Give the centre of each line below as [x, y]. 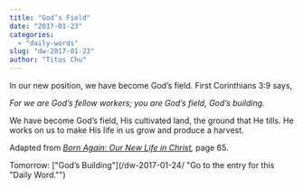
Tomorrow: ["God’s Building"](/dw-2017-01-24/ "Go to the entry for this [142, 165]
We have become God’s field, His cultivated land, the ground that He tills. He [151, 120]
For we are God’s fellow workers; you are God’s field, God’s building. [137, 103]
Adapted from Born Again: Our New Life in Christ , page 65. [119, 147]
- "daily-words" [48, 43]
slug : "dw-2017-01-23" [52, 52]
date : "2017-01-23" [46, 26]
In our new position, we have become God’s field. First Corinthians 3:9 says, [151, 85]
